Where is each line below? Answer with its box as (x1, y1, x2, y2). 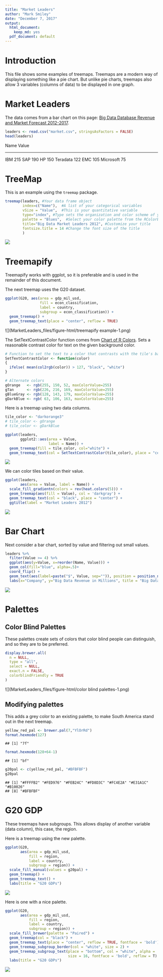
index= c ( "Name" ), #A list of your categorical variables (22, 204, 142, 208)
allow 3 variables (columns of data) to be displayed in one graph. (5, 81, 135, 87)
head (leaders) (5, 134, 34, 138)
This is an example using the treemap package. (5, 189, 98, 195)
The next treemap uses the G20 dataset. (5, 287, 86, 292)
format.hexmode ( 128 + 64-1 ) (5, 750, 57, 754)
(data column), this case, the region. (5, 826, 78, 832)
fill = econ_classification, (39, 301, 98, 306)
